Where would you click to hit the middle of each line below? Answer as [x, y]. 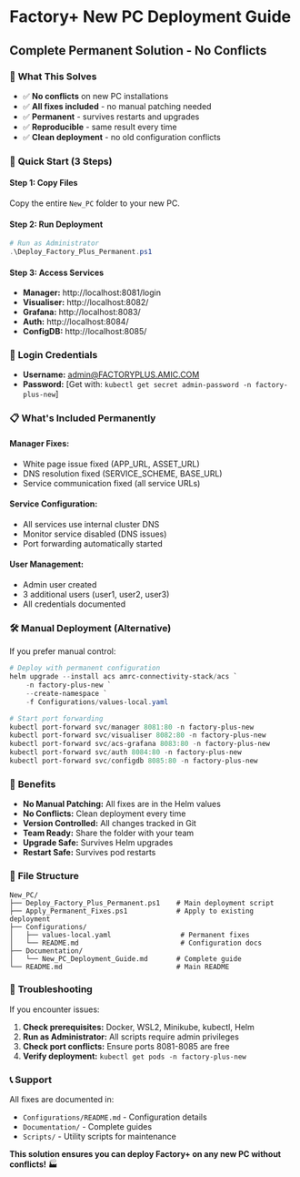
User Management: [47, 564]
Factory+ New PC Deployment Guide [150, 17]
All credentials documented [74, 604]
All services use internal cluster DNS [91, 524]
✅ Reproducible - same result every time [100, 127]
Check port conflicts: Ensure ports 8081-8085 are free [126, 1046]
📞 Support [31, 1080]
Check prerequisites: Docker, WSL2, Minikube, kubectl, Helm [138, 1027]
